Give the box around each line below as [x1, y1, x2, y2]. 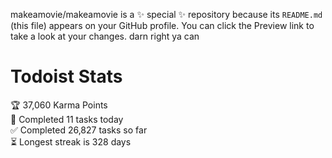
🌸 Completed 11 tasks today [10, 113, 124, 125]
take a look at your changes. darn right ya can [10, 30, 200, 42]
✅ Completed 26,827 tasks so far [10, 124, 148, 136]
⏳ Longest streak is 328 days [10, 135, 132, 148]
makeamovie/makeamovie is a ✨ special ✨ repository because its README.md [10, 9, 323, 20]
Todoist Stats [10, 65, 123, 88]
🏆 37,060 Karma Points [10, 99, 108, 111]
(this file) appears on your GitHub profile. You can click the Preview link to [10, 20, 315, 31]
